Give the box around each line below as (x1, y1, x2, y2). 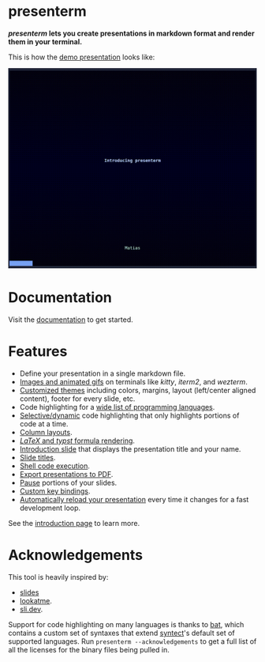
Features (8, 342, 68, 361)
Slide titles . (19, 452, 56, 462)
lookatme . (19, 596, 53, 605)
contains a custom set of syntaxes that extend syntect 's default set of (8, 628, 235, 637)
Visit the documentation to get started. (8, 315, 133, 324)
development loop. (19, 503, 81, 513)
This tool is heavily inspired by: (8, 572, 109, 581)
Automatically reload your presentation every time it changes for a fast (19, 494, 249, 504)
